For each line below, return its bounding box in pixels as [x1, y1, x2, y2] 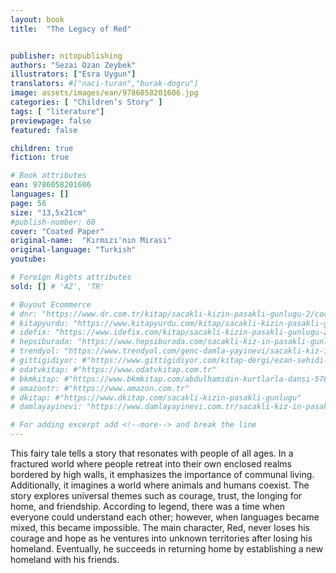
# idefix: [10, 327, 52, 338]
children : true [10, 143, 74, 153]
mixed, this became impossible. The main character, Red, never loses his [10, 522, 310, 533]
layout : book [10, 14, 65, 25]
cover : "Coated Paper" [10, 226, 105, 236]
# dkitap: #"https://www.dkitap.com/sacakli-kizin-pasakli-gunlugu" [10, 392, 302, 403]
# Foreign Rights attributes [10, 272, 132, 282]
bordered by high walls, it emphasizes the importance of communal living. [10, 469, 315, 480]
